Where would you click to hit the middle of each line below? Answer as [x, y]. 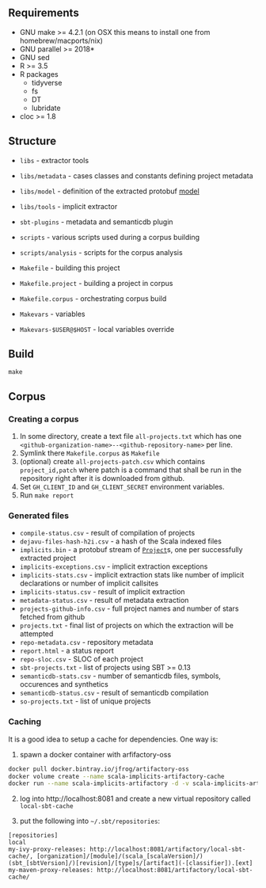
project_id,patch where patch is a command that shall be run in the [131, 470]
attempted [36, 634]
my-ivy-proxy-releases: [47, 850]
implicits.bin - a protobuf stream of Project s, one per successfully [131, 550]
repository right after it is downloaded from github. [102, 478]
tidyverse [47, 82]
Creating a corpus [44, 419]
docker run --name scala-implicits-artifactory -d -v [99, 783]
